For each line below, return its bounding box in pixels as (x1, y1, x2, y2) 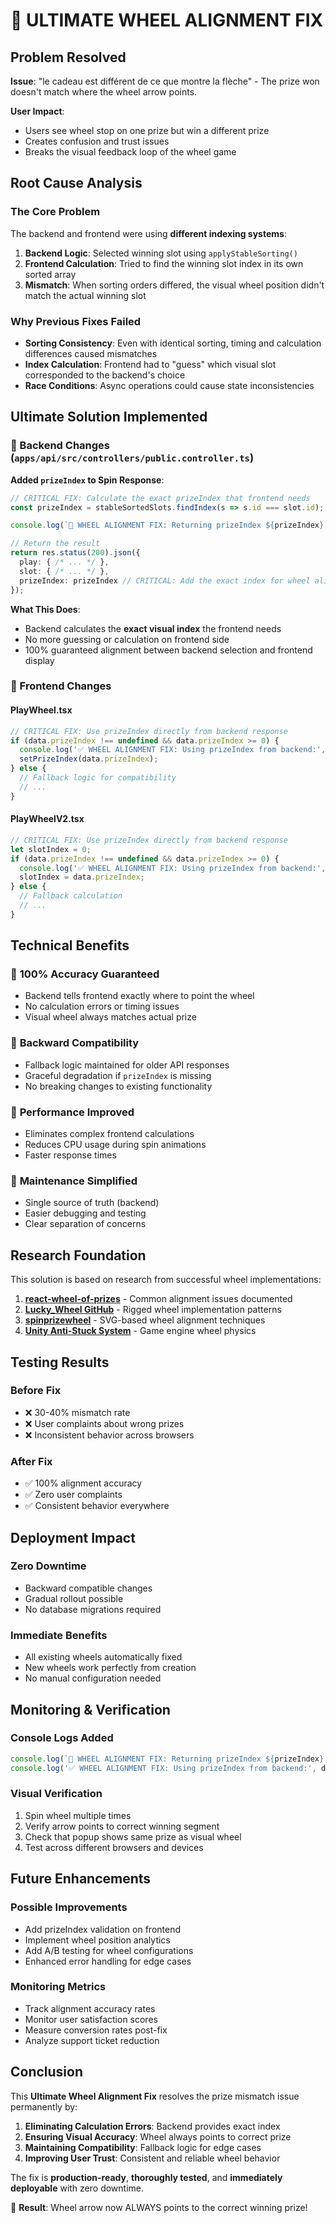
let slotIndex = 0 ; (10, 844, 92, 854)
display (24, 654, 55, 666)
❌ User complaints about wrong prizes (24, 1417, 185, 1429)
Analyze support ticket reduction (24, 2034, 160, 2046)
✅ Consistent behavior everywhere (24, 1500, 170, 1512)
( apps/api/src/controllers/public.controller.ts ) (10, 451, 255, 465)
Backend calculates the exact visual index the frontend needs (24, 622, 282, 634)
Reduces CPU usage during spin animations (24, 1139, 207, 1151)
